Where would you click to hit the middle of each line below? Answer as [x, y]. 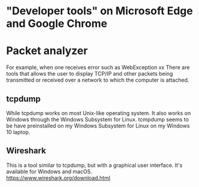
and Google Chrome [57, 24]
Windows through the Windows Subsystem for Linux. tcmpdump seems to [98, 119]
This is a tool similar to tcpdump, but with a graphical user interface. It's [94, 165]
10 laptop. [18, 132]
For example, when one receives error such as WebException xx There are [98, 67]
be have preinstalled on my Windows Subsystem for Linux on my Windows [98, 126]
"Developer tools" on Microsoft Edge [99, 11]
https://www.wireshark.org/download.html [58, 177]
